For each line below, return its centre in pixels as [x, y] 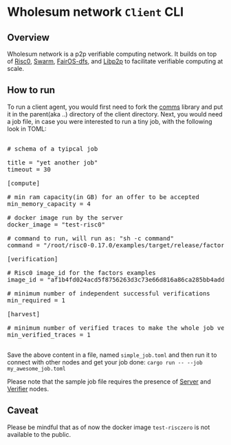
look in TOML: [27, 129]
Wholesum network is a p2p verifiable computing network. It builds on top [112, 54]
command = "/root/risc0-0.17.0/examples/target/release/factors [118, 245]
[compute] [23, 183]
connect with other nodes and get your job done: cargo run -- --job [105, 362]
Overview [29, 38]
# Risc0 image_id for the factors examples [81, 272]
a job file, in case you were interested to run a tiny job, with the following [110, 121]
